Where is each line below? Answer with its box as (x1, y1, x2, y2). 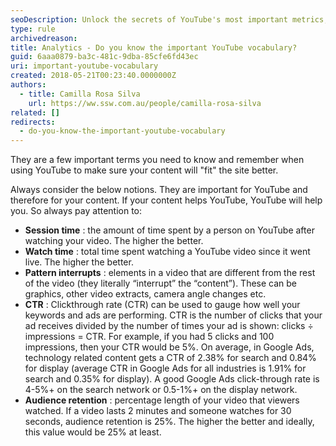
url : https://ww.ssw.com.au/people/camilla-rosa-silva (28, 98, 262, 108)
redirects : (10, 117, 56, 127)
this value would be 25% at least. (24, 426, 162, 438)
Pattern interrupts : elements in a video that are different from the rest (24, 267, 316, 279)
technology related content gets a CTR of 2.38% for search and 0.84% (24, 352, 317, 364)
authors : (10, 80, 47, 90)
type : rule (10, 24, 56, 34)
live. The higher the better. (24, 256, 134, 268)
